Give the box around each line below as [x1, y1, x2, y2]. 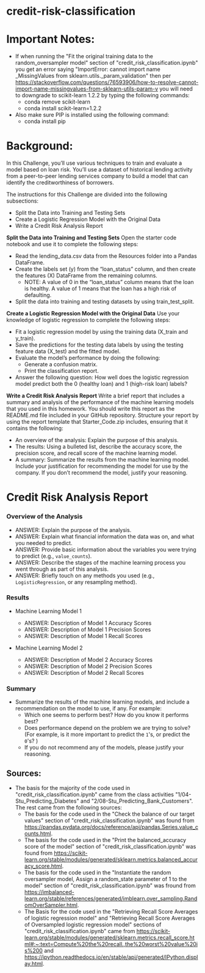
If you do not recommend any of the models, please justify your [24, 744, 184, 751]
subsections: [6, 197, 38, 205]
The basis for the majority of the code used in [15, 784, 131, 791]
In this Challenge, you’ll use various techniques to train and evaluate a [6, 159, 182, 167]
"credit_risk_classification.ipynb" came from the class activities [15, 791, 174, 798]
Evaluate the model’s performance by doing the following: [15, 354, 160, 362]
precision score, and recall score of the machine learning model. [15, 449, 178, 457]
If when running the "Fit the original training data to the [15, 53, 154, 60]
